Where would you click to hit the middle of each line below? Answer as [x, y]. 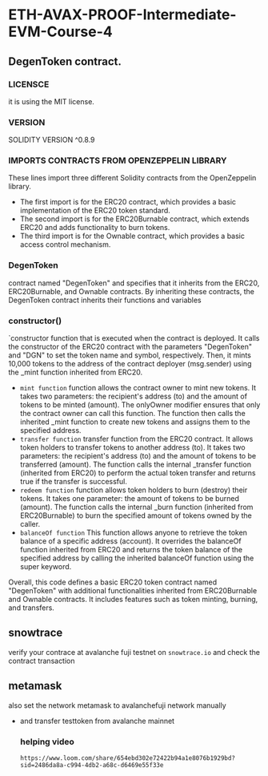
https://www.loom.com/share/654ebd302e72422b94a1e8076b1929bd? [128, 758]
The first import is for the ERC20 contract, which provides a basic [128, 202]
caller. [30, 524]
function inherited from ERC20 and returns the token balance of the [131, 550]
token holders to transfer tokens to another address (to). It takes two [132, 447]
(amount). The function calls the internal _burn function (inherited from [136, 507]
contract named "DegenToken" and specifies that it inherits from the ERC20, [134, 283]
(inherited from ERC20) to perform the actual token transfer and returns [138, 473]
